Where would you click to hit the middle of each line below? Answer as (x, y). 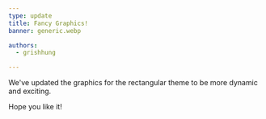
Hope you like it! (35, 107)
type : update (30, 16)
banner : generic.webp (45, 31)
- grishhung (36, 53)
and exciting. (30, 91)
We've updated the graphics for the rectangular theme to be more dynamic (133, 83)
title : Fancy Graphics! (49, 23)
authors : (23, 45)
